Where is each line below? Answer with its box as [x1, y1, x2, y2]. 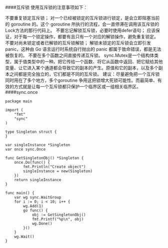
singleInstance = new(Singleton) [23, 169, 93, 174]
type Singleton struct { [5, 129, 57, 134]
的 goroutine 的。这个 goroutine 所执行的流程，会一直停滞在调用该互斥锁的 [5, 21, 159, 27]
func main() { [5, 191, 35, 196]
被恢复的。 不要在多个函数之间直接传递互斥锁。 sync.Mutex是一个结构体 [5, 52, 154, 58]
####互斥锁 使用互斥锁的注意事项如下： [5, 4, 88, 10]
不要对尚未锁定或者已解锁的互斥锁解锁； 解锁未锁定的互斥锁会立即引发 [5, 40, 151, 46]
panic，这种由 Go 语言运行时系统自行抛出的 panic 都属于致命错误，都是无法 [5, 46, 161, 52]
